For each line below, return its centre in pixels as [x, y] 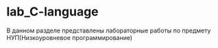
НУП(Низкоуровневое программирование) [70, 37]
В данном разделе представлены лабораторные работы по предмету [109, 30]
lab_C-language [52, 12]
